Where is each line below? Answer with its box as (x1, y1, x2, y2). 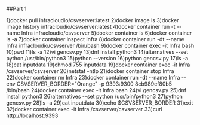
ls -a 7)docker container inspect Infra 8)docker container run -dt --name (6, 36, 185, 42)
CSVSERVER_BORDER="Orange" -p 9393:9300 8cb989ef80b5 (17, 80, 172, 87)
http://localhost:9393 (6, 112, 59, 119)
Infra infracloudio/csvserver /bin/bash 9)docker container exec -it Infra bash (6, 42, 195, 49)
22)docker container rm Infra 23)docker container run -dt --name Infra (6, 74, 180, 81)
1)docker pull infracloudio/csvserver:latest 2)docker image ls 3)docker (6, 17, 179, 23)
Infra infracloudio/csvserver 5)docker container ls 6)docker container (21, 29, 192, 36)
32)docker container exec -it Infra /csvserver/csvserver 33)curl (6, 106, 162, 112)
